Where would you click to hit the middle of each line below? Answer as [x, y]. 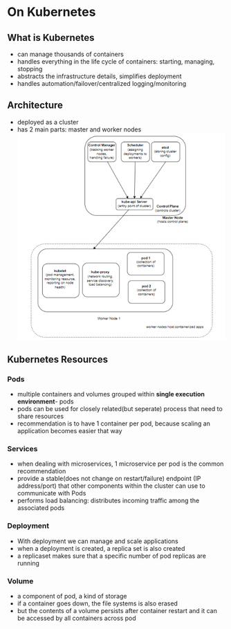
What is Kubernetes [51, 38]
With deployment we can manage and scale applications [98, 541]
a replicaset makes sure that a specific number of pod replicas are [111, 556]
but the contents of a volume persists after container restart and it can [117, 610]
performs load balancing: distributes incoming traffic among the [108, 501]
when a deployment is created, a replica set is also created [101, 548]
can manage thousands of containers [71, 54]
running [28, 563]
